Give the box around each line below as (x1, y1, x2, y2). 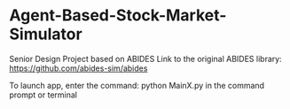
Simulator (9, 24, 82, 44)
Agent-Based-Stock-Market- (9, 5, 227, 26)
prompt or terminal (9, 90, 78, 100)
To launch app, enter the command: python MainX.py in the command (9, 80, 264, 90)
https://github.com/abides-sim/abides (9, 63, 148, 74)
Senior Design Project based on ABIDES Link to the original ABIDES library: (9, 53, 282, 64)
